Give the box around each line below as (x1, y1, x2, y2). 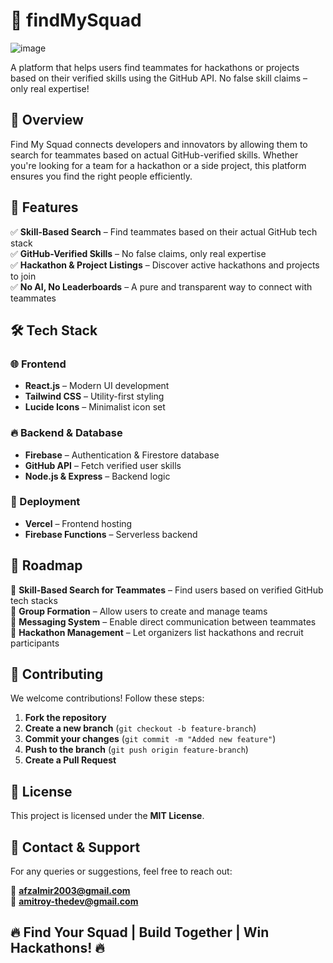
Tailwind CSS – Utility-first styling (24, 390, 165, 403)
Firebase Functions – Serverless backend (24, 528, 198, 540)
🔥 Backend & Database (10, 426, 123, 440)
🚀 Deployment (10, 495, 81, 509)
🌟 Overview (10, 112, 84, 129)
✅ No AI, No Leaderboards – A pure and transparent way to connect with (10, 280, 313, 293)
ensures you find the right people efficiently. (10, 170, 193, 182)
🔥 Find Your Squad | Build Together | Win (10, 924, 270, 941)
